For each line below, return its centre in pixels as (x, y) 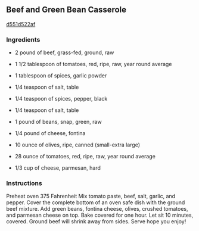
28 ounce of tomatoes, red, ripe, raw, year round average (85, 157)
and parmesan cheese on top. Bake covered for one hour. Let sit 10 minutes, (100, 215)
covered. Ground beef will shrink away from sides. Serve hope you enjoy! (96, 221)
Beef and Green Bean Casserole (66, 10)
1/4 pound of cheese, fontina (50, 133)
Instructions (24, 183)
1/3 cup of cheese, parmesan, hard (58, 168)
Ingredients (23, 39)
